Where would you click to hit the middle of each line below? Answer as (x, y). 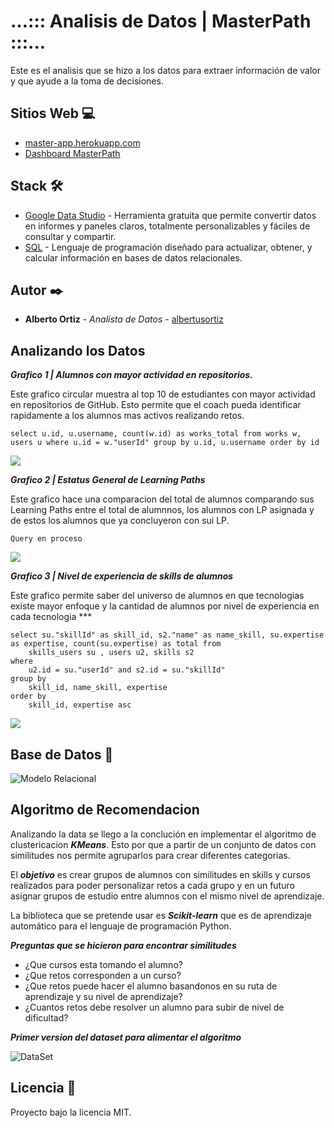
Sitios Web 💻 (53, 113)
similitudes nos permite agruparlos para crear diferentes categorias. (150, 855)
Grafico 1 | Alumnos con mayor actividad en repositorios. (131, 375)
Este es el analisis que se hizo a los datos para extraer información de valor (165, 70)
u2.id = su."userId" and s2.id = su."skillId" (127, 670)
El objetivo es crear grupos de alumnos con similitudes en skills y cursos (160, 874)
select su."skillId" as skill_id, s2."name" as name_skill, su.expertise (167, 635)
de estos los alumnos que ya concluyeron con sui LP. (120, 521)
